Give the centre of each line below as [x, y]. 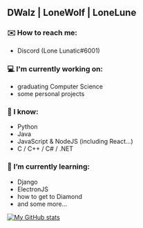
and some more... [42, 204]
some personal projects [51, 93]
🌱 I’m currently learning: [48, 167]
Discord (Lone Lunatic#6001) [58, 50]
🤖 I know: [23, 111]
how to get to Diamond [50, 196]
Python [27, 127]
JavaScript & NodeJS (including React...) [75, 142]
